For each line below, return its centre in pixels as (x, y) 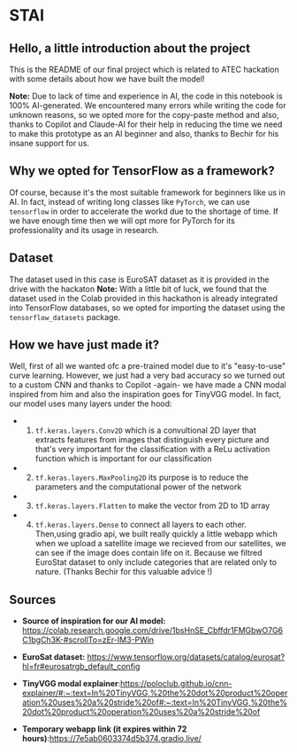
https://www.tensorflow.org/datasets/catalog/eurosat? (186, 657)
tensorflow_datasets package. (65, 317)
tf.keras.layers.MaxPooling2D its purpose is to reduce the (142, 478)
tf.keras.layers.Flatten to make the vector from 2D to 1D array (152, 505)
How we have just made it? (84, 345)
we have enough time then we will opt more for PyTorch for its (122, 220)
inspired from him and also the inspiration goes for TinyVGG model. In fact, (145, 395)
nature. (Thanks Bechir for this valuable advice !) (124, 572)
